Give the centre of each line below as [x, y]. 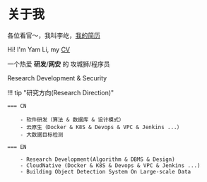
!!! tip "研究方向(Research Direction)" [61, 92]
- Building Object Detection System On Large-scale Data [106, 171]
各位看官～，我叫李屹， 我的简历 [54, 35]
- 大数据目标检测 [42, 135]
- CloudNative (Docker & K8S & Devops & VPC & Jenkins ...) [110, 165]
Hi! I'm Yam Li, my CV [39, 49]
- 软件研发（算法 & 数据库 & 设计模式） [72, 120]
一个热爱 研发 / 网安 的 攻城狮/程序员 [59, 63]
